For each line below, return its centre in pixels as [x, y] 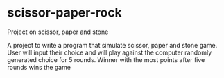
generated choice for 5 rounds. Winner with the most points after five [106, 59]
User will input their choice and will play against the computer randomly [110, 52]
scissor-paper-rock [65, 13]
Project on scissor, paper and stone [58, 32]
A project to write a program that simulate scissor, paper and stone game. [112, 45]
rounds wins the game [39, 67]
